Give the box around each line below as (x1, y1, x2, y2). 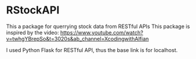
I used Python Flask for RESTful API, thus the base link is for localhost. (6, 46, 178, 53)
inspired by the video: (6, 29, 59, 36)
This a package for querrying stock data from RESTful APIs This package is (6, 23, 191, 30)
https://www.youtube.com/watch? (60, 29, 143, 36)
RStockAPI (6, 4, 60, 17)
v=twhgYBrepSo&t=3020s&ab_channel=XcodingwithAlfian (6, 35, 149, 42)
